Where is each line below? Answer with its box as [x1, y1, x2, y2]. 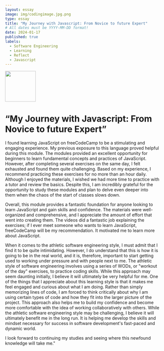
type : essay [5, 16, 29, 21]
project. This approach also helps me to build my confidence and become [5, 300, 154, 305]
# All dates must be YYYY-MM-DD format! [5, 25, 89, 30]
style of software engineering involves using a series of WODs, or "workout [5, 263, 158, 269]
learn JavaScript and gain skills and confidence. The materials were [5, 207, 142, 213]
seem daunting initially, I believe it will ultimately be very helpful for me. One [5, 274, 158, 279]
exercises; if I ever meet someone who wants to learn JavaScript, [5, 223, 137, 228]
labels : [5, 39, 21, 44]
